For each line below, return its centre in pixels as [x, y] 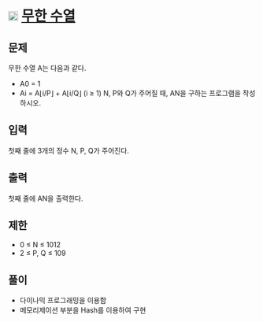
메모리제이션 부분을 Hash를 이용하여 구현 [83, 310]
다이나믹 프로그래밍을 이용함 [63, 301]
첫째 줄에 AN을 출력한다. [46, 198]
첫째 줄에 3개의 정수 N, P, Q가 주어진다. [69, 150]
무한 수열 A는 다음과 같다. [47, 68]
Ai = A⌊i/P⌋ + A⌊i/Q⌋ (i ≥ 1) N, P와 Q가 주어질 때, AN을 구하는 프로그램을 [130, 93]
